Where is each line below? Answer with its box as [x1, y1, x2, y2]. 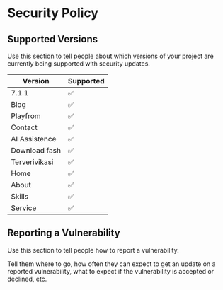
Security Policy [7, 5, 99, 21]
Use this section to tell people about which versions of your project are [7, 52, 214, 60]
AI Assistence [11, 134, 57, 144]
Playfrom [11, 111, 41, 121]
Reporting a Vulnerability [7, 227, 120, 239]
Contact [11, 122, 38, 132]
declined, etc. [7, 274, 47, 283]
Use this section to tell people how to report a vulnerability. [7, 245, 179, 254]
